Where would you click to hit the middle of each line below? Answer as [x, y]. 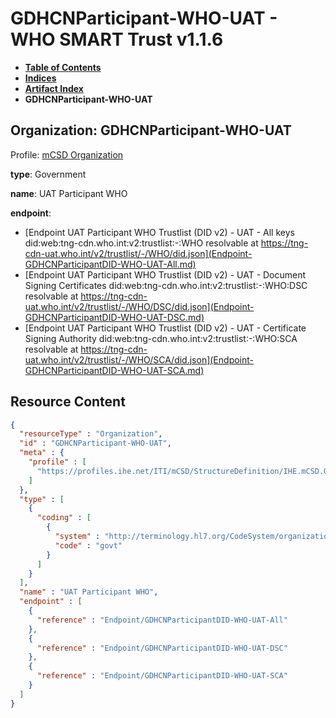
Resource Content [68, 402]
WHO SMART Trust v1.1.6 [117, 39]
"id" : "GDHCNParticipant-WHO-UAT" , [95, 443]
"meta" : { [42, 453]
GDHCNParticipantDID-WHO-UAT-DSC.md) [114, 317]
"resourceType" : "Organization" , [91, 434]
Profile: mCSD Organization [67, 154]
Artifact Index [54, 88]
